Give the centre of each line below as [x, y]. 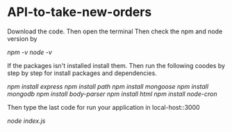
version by [22, 38]
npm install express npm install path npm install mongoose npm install [108, 86]
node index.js [26, 121]
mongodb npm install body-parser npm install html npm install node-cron [112, 94]
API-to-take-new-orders [80, 12]
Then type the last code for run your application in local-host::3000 [103, 107]
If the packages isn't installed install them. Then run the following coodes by [116, 65]
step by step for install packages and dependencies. [82, 73]
